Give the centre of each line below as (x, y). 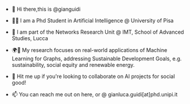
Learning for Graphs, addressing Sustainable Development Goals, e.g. (96, 58)
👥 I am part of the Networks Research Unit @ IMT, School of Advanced (98, 32)
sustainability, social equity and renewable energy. (73, 65)
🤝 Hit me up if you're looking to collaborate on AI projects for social (93, 76)
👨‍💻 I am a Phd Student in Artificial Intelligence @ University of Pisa (93, 20)
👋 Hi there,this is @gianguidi (46, 9)
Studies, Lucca (30, 38)
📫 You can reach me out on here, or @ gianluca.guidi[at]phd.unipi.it (95, 94)
